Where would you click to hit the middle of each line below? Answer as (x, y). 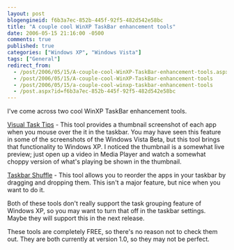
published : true (31, 46)
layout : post (26, 14)
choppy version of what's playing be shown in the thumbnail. (95, 162)
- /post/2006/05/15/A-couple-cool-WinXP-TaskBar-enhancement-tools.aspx (121, 72)
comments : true (29, 40)
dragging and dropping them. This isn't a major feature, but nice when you (114, 182)
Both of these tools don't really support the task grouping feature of (104, 203)
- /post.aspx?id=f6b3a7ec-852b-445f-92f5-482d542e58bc (95, 91)
